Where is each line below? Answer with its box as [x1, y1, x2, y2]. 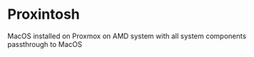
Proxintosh [7, 5, 80, 23]
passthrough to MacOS [7, 39, 83, 48]
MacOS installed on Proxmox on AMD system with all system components [7, 31, 247, 41]
